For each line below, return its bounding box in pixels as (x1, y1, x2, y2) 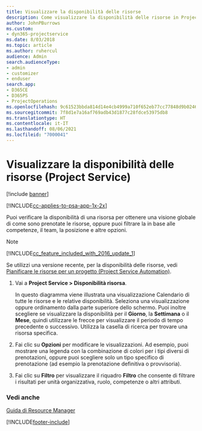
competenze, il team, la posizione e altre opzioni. (6, 226, 127, 233)
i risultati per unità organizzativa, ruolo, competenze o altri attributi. (14, 378, 182, 385)
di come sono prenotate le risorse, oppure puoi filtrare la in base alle (6, 220, 176, 227)
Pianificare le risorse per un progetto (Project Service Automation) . (6, 267, 172, 275)
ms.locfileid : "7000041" (6, 132, 69, 138)
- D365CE (6, 87, 28, 93)
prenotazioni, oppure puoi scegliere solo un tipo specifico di (14, 353, 164, 361)
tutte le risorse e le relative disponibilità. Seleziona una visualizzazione (14, 297, 189, 304)
